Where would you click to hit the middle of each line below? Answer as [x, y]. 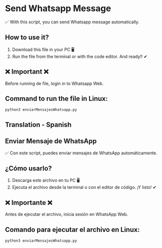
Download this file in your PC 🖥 [43, 50]
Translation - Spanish [38, 124]
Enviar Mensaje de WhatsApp [51, 141]
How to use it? [27, 38]
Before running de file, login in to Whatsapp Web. [54, 83]
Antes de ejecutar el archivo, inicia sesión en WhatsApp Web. [67, 215]
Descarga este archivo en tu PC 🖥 [46, 181]
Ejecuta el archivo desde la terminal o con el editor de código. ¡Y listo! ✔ [84, 187]
